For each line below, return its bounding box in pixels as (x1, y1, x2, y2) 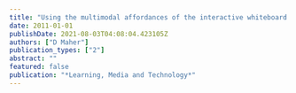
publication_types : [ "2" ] (9, 46, 105, 55)
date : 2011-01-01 (9, 21, 74, 30)
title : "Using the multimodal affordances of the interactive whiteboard (9, 12, 288, 22)
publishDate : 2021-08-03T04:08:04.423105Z (9, 29, 168, 38)
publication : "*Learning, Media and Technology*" (9, 71, 197, 80)
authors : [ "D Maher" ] (9, 37, 90, 47)
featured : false (9, 63, 69, 72)
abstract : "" (9, 54, 58, 63)
